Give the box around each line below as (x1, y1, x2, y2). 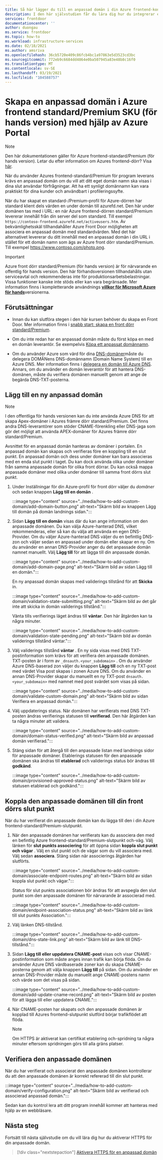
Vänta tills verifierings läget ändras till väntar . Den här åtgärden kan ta (12, 613, 153, 619)
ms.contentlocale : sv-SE (5, 66, 55, 71)
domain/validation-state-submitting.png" (12, 599, 94, 604)
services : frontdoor (5, 16, 47, 21)
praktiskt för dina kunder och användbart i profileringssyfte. (5, 188, 125, 194)
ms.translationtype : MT (5, 61, 53, 66)
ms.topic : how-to (5, 35, 40, 40)
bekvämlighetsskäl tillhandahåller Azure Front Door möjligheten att (5, 223, 138, 229)
